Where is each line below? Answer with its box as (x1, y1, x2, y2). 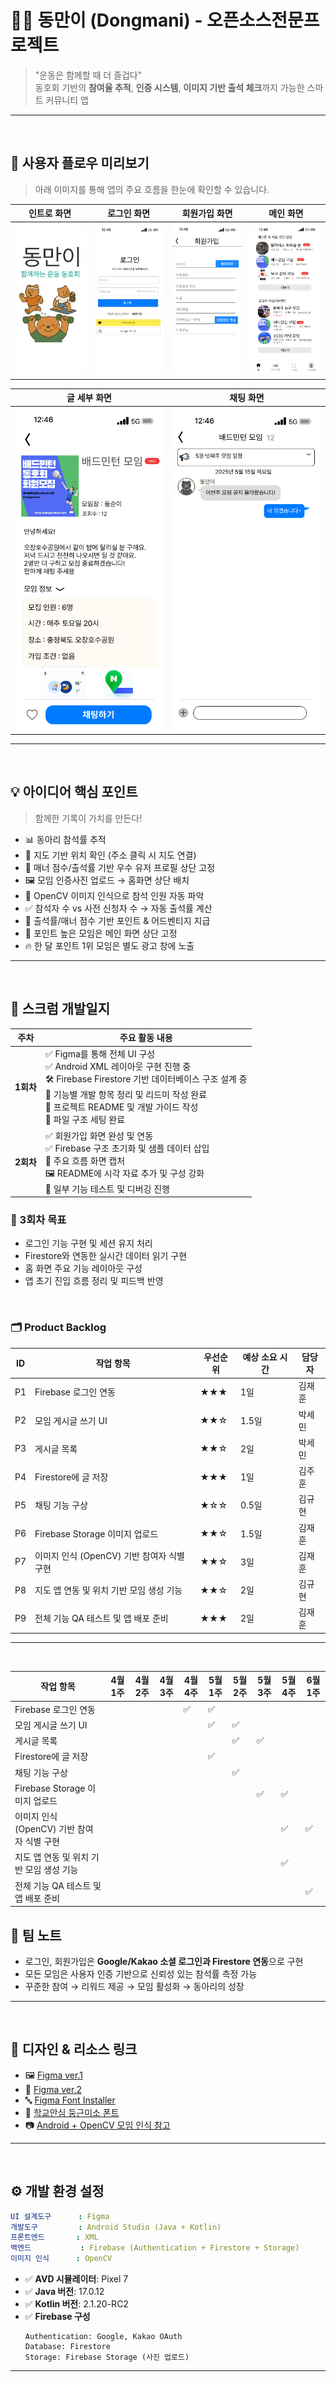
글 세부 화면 (66, 392, 112, 404)
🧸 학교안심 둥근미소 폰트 (24, 2106, 120, 2118)
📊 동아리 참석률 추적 (24, 833, 107, 845)
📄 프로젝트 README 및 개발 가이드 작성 (44, 1101, 199, 1113)
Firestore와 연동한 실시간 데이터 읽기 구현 (24, 1250, 188, 1262)
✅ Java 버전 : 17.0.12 (24, 2286, 105, 2298)
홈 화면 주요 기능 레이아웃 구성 (24, 1262, 143, 1275)
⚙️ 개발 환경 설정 (10, 2183, 105, 2200)
